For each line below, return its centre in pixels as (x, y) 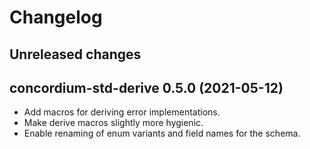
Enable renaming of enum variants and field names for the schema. (162, 133)
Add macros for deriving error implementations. (122, 112)
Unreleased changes (75, 54)
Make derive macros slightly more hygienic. (113, 123)
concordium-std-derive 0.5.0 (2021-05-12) (146, 87)
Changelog (56, 17)
